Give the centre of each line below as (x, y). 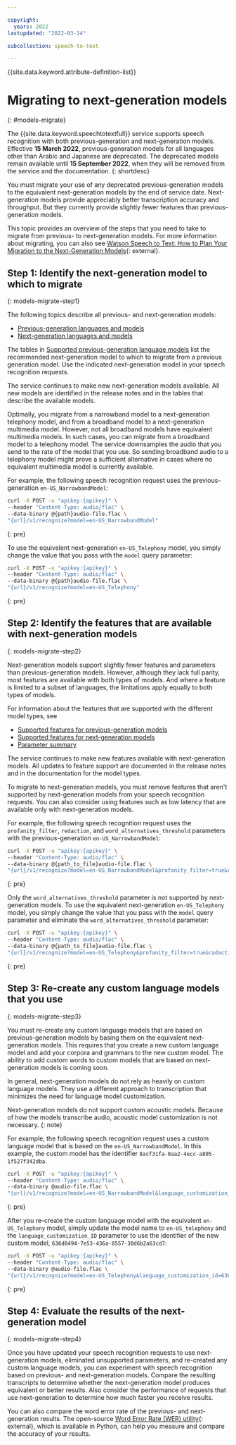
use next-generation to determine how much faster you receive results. (110, 1398)
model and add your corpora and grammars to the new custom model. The (115, 1052)
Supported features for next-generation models (86, 737)
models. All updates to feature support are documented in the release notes (117, 765)
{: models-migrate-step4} (45, 1339)
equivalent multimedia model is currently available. (81, 467)
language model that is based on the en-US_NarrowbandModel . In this (104, 1145)
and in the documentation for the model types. (74, 773)
